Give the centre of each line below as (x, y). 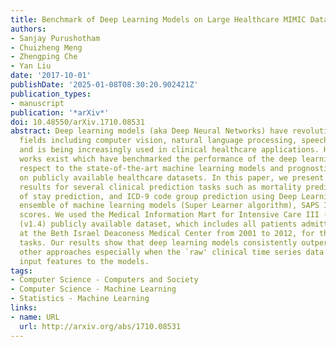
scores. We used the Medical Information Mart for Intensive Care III (169, 215)
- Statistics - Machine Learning (80, 299)
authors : (28, 29)
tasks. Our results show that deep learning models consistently (158, 242)
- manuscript (37, 103)
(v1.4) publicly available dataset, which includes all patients (158, 224)
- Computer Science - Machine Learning (93, 289)
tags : (21, 271)
